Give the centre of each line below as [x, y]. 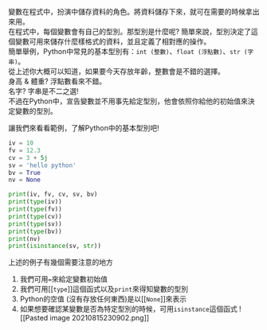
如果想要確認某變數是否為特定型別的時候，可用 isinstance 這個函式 [128, 309]
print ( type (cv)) [35, 216]
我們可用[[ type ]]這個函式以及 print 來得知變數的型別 [104, 289]
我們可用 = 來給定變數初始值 [63, 279]
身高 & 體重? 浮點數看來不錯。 [57, 81]
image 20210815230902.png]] [100, 318]
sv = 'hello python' [43, 165]
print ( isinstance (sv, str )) [55, 246]
